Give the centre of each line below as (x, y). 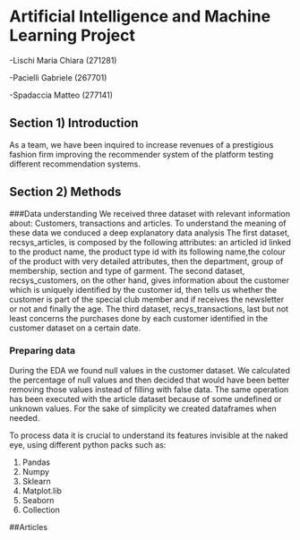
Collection (41, 510)
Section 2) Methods (65, 192)
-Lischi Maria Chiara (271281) (63, 60)
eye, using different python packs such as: (88, 444)
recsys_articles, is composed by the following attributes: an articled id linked (150, 242)
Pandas (36, 462)
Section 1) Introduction (74, 123)
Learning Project (73, 35)
